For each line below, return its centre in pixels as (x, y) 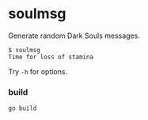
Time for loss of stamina (51, 57)
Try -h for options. (38, 71)
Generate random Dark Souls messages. (74, 36)
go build (23, 109)
